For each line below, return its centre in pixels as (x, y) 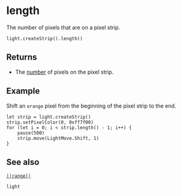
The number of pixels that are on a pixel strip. (63, 27)
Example (23, 91)
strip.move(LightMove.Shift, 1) (58, 138)
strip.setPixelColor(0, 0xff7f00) (50, 122)
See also (23, 162)
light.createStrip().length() (45, 38)
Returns (22, 58)
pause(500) (31, 133)
